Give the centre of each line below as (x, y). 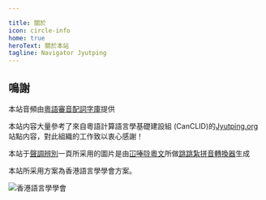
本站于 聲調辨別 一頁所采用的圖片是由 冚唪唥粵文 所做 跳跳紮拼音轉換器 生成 (129, 153)
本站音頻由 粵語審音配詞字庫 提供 (62, 109)
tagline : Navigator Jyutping (58, 53)
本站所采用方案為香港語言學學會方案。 (72, 170)
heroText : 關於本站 (39, 45)
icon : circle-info (39, 30)
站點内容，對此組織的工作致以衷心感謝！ (76, 136)
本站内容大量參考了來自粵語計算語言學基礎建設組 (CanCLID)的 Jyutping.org (133, 126)
